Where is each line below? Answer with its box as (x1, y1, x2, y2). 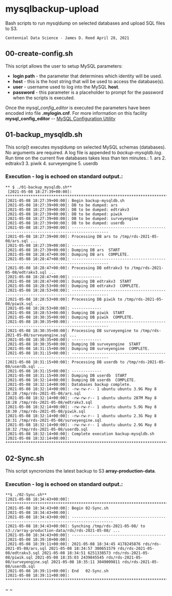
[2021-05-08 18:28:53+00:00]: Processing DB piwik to (5, 297, 123, 302)
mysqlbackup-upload (5, 3, 99, 15)
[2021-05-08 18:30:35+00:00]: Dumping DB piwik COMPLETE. (5, 315, 134, 320)
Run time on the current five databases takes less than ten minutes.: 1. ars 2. (5, 155, 166, 161)
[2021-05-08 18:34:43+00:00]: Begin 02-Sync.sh (5, 505, 109, 510)
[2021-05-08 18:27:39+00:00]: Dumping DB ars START (5, 247, 120, 253)
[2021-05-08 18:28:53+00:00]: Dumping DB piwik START (5, 310, 125, 315)
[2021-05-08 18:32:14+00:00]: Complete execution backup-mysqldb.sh (5, 431, 155, 436)
